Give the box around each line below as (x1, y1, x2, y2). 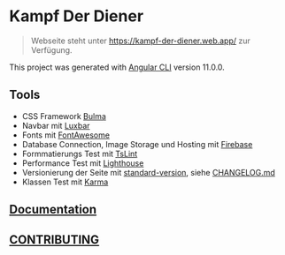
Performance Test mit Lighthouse (21, 157, 144, 169)
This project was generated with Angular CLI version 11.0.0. (9, 62, 226, 72)
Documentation (9, 202, 97, 217)
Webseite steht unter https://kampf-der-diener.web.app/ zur (30, 35, 250, 46)
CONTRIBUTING (9, 232, 100, 247)
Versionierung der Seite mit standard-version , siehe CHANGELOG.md (21, 167, 276, 177)
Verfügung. (30, 44, 73, 55)
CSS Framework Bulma (21, 110, 106, 121)
